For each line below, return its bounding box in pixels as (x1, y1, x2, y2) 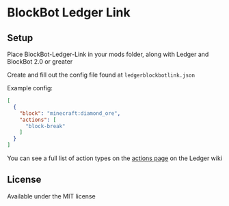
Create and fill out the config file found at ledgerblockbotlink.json (7, 70, 196, 79)
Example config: (7, 84, 53, 92)
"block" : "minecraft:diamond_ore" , (19, 110, 121, 117)
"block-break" (25, 123, 66, 129)
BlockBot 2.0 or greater (7, 57, 73, 66)
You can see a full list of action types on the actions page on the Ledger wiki (7, 154, 223, 162)
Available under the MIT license (7, 192, 96, 200)
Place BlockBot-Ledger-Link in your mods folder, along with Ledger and (7, 50, 209, 58)
